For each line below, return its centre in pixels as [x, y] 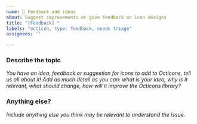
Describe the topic [33, 61]
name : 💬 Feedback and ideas [41, 12]
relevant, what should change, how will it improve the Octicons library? [93, 86]
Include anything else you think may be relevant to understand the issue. [96, 114]
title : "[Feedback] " [33, 23]
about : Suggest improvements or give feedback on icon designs [87, 17]
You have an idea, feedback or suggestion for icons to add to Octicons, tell [98, 73]
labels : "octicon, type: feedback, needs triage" [69, 28]
